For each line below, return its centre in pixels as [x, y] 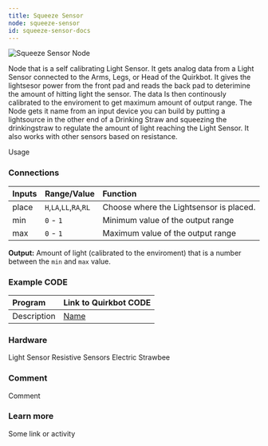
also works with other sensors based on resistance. [93, 137]
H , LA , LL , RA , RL [68, 207]
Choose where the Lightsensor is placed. [179, 207]
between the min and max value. [60, 261]
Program [29, 302]
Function [120, 193]
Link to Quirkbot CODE [107, 302]
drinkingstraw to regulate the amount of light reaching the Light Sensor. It [129, 128]
